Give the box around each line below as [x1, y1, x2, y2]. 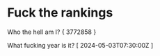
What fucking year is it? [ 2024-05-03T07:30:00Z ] [7, 41, 154, 49]
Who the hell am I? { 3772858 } [7, 28, 97, 36]
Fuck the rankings [7, 5, 113, 21]
